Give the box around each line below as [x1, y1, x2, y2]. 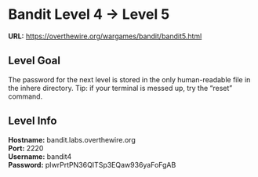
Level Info [8, 114, 57, 128]
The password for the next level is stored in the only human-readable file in [8, 74, 251, 84]
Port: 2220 [8, 143, 44, 153]
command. [8, 92, 43, 101]
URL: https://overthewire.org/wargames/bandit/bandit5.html [8, 31, 202, 41]
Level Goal [8, 54, 61, 67]
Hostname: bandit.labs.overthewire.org [8, 135, 136, 144]
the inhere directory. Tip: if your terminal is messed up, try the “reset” [8, 83, 233, 92]
